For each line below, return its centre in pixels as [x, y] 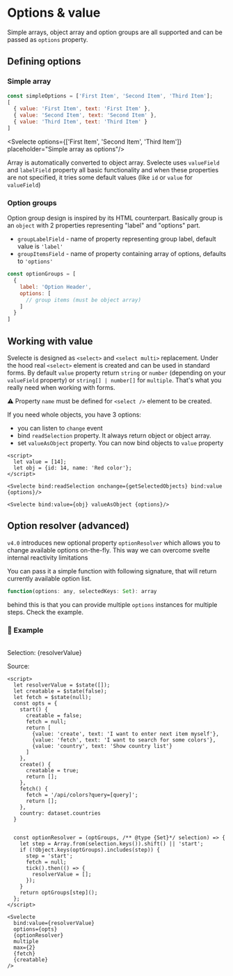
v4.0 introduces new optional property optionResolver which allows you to [114, 543]
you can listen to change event [60, 428]
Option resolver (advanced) [69, 526]
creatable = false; [54, 715]
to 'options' [35, 261]
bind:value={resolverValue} [54, 923]
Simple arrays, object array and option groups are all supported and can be [115, 32]
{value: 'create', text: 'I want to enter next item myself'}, [126, 734]
